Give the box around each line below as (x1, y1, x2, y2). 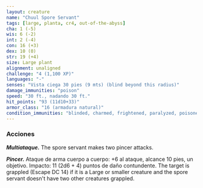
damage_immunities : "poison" (6, 88, 80, 94)
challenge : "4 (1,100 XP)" (6, 71, 74, 77)
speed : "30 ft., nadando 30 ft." (6, 93, 91, 99)
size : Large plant (6, 59, 53, 65)
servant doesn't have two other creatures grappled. (6, 175, 135, 182)
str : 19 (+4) (6, 54, 39, 60)
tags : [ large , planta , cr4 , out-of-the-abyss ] (6, 20, 126, 26)
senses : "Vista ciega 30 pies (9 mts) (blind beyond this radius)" (6, 82, 180, 88)
